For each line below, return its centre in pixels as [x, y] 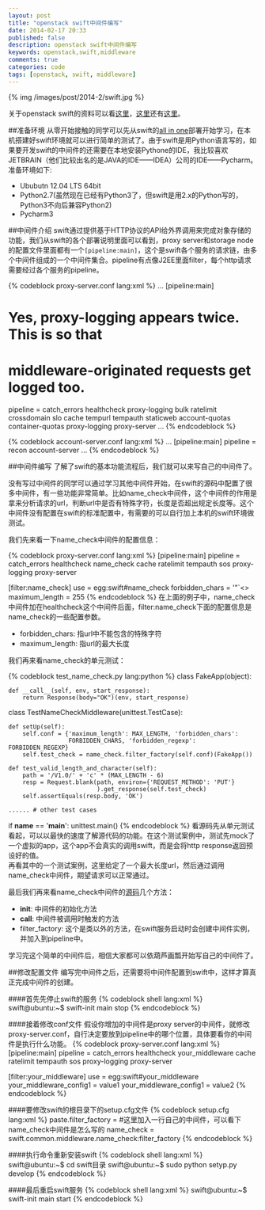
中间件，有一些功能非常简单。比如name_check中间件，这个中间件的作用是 [136, 493]
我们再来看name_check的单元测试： [67, 660]
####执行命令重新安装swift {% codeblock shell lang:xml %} [106, 1155]
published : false [37, 38]
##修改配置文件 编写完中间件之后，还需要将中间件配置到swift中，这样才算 [129, 972]
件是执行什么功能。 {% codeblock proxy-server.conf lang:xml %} [114, 1044]
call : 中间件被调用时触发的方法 [69, 919]
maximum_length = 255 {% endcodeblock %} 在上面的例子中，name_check [132, 597]
